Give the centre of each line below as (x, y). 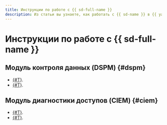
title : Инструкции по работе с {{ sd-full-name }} (59, 10)
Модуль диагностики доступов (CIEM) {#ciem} (82, 100)
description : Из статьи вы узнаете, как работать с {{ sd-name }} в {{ (81, 14)
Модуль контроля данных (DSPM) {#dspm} (75, 68)
